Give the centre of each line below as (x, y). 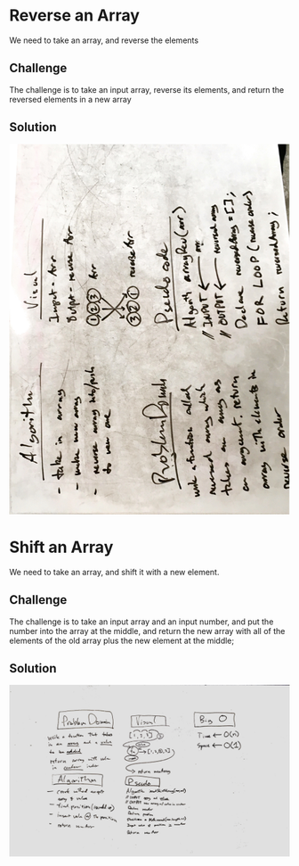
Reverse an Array (75, 16)
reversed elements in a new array (70, 99)
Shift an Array (61, 547)
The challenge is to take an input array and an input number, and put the (141, 622)
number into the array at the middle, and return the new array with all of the (147, 631)
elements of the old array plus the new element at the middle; (121, 640)
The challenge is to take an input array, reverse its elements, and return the (147, 89)
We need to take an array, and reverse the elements (104, 40)
